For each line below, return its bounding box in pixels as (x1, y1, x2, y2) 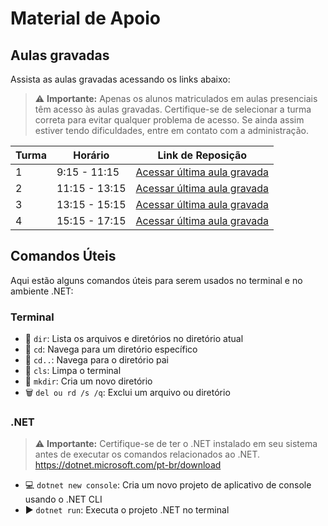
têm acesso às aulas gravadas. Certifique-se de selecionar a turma (34, 103, 312, 115)
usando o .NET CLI (24, 493, 103, 506)
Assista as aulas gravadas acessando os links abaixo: (10, 73, 231, 85)
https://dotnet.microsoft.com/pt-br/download (34, 459, 222, 471)
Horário (73, 148, 110, 162)
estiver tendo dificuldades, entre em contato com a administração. (34, 125, 309, 136)
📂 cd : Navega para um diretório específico (24, 343, 198, 356)
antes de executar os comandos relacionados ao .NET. (34, 448, 261, 461)
